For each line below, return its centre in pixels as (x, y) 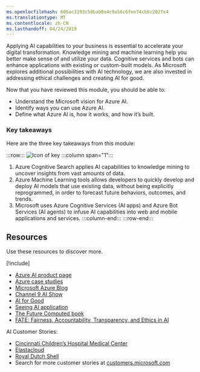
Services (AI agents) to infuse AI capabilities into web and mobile (96, 212)
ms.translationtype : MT (36, 18)
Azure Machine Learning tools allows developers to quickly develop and (105, 180)
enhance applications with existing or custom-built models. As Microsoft (96, 65)
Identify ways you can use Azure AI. (60, 108)
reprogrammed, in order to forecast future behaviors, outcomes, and (100, 192)
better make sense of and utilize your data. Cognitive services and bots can (100, 59)
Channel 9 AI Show (39, 295)
